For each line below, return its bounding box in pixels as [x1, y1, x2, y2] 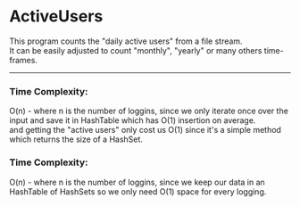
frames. [9, 54, 38, 65]
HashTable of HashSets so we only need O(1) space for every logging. [9, 185, 267, 197]
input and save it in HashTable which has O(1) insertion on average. [9, 115, 256, 126]
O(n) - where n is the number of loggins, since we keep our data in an [9, 177, 265, 187]
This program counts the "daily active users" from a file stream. [9, 36, 243, 46]
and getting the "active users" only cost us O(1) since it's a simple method [9, 125, 281, 136]
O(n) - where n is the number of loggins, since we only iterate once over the [9, 105, 288, 117]
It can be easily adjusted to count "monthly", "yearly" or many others [9, 45, 262, 55]
